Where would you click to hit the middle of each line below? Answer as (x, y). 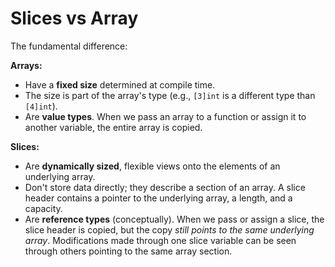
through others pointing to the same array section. (128, 251)
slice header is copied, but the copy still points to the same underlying (169, 229)
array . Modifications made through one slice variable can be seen (160, 240)
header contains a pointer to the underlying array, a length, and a (158, 198)
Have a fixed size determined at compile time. (120, 84)
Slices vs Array (74, 18)
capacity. (43, 208)
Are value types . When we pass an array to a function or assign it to (165, 116)
